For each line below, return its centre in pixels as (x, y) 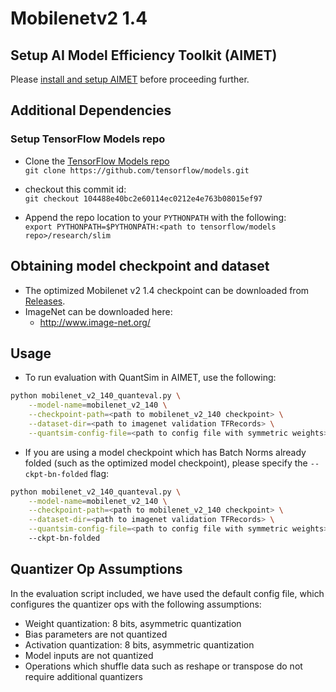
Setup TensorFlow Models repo (88, 139)
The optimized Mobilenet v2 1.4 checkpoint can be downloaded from (167, 290)
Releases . (45, 301)
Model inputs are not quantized (89, 655)
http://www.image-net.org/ (95, 322)
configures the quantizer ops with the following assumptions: (136, 604)
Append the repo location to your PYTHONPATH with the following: (155, 217)
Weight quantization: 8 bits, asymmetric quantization (133, 623)
